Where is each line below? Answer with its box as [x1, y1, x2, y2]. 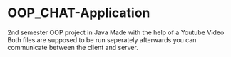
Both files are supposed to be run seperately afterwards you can [7, 35, 197, 44]
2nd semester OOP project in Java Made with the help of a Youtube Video [7, 28, 225, 37]
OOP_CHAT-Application [7, 5, 150, 21]
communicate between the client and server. [7, 43, 139, 51]
